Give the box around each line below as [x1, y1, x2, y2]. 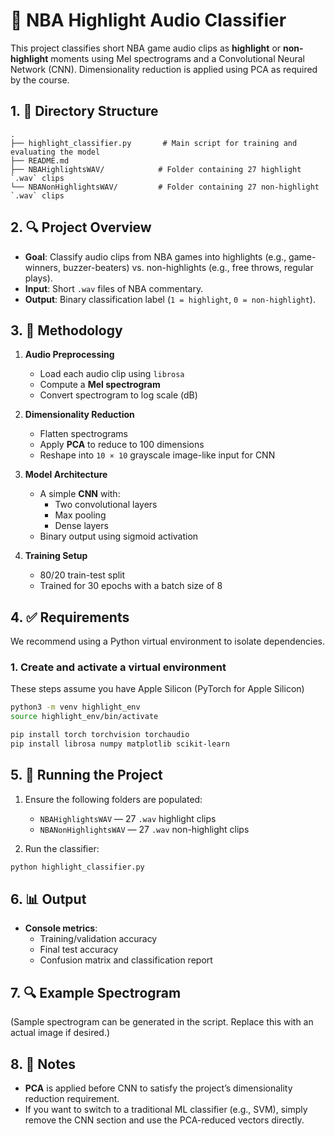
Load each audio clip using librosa [39, 368, 185, 380]
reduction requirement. [24, 1093, 120, 1105]
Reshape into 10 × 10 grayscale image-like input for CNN [39, 449, 276, 461]
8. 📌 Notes [10, 1055, 76, 1073]
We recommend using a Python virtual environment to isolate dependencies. [10, 635, 326, 648]
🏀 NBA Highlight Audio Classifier [10, 9, 287, 32]
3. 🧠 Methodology [10, 322, 123, 339]
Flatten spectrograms [39, 428, 129, 440]
